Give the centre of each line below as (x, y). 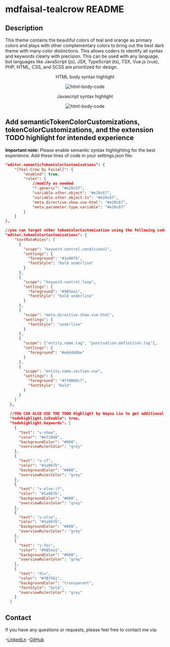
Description (24, 28)
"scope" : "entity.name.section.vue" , (63, 371)
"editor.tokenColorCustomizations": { (46, 235)
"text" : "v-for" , (37, 545)
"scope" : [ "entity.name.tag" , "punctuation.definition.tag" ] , (90, 343)
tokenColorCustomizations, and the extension (79, 130)
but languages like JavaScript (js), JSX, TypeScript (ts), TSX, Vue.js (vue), (82, 61)
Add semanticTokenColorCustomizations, (73, 122)
